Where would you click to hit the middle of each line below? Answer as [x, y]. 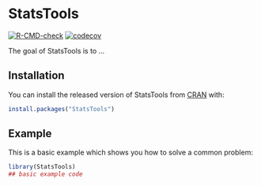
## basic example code [45, 174]
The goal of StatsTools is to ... [57, 50]
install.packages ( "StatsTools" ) [61, 109]
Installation [36, 76]
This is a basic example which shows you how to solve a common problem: [130, 153]
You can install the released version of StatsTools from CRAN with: [116, 95]
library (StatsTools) [42, 167]
